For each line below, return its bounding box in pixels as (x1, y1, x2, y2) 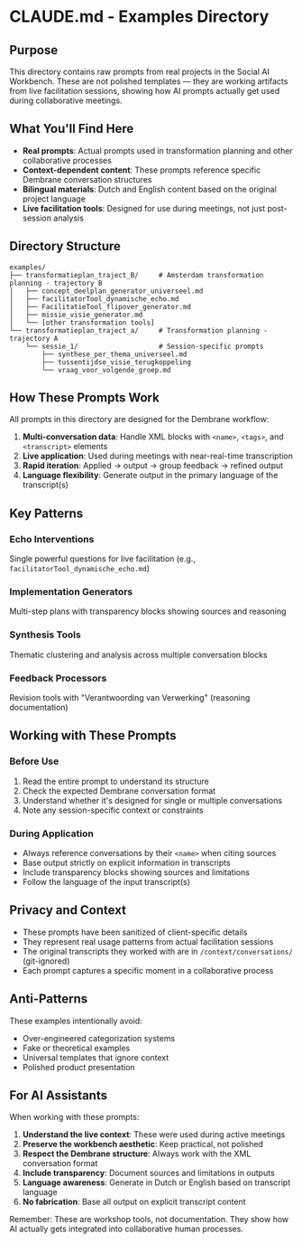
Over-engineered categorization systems (22, 1032, 176, 1043)
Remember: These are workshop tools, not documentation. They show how (9, 1214, 289, 1225)
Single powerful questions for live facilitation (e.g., (9, 553, 197, 564)
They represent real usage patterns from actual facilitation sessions (22, 936, 274, 946)
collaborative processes (22, 155, 113, 165)
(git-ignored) (22, 956, 70, 966)
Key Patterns (9, 505, 84, 521)
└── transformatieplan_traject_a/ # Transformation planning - (9, 325, 269, 335)
